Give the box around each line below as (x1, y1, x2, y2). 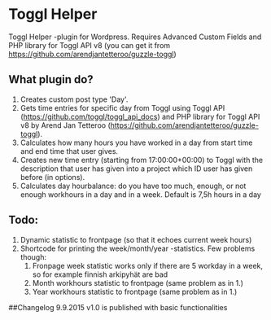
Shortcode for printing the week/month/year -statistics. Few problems (20, 243, 256, 253)
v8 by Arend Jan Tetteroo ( (20, 120, 111, 130)
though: (20, 252, 47, 261)
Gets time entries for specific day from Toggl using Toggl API (20, 103, 225, 112)
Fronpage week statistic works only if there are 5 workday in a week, (32, 261, 263, 270)
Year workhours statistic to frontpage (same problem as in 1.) (32, 287, 238, 296)
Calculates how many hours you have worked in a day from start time (20, 138, 253, 147)
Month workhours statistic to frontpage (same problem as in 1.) (32, 278, 244, 287)
